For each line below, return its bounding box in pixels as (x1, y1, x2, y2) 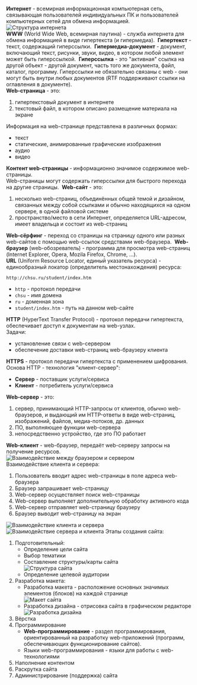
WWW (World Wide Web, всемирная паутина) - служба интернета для (6, 30, 185, 37)
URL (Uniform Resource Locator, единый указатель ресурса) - (6, 257, 161, 264)
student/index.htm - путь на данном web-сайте (14, 304, 134, 311)
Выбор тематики (23, 552, 66, 559)
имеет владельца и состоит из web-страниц (14, 220, 128, 228)
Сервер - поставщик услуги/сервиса (14, 375, 110, 383)
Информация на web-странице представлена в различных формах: (6, 123, 178, 130)
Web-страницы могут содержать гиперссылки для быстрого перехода (6, 178, 187, 184)
